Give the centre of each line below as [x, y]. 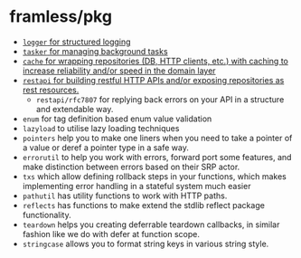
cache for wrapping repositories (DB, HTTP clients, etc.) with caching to [155, 61]
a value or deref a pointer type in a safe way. [106, 148]
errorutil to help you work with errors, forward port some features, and [157, 157]
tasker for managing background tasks [95, 51]
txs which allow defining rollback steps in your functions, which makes [154, 176]
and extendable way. [75, 109]
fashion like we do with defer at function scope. [111, 234]
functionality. [47, 215]
